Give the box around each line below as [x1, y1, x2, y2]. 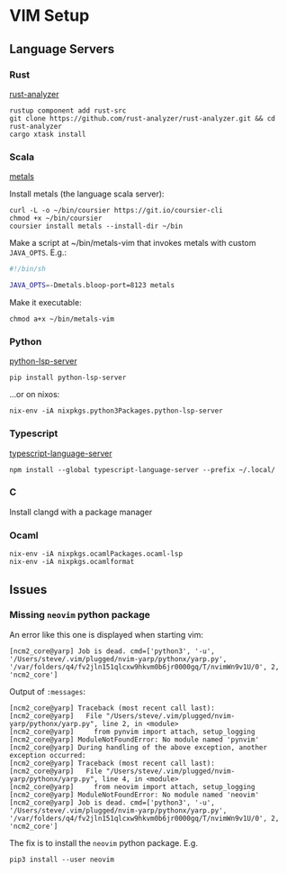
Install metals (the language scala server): [9, 188, 165, 199]
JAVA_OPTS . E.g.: [9, 247, 67, 258]
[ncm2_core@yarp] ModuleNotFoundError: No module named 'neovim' [9, 790, 259, 799]
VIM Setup [9, 5, 90, 26]
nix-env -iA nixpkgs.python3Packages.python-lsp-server [9, 406, 223, 415]
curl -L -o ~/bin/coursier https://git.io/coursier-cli [9, 206, 223, 215]
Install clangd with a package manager [9, 506, 153, 517]
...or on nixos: [9, 389, 60, 400]
